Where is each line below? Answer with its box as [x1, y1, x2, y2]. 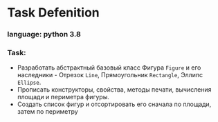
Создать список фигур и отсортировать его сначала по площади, [17, 100, 212, 108]
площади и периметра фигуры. [17, 93, 109, 101]
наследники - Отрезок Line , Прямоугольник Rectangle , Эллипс [17, 71, 203, 79]
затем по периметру [17, 108, 78, 116]
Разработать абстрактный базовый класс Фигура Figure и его [17, 63, 201, 72]
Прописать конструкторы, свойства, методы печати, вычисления [17, 85, 212, 94]
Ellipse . [17, 78, 42, 87]
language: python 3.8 [7, 30, 81, 39]
